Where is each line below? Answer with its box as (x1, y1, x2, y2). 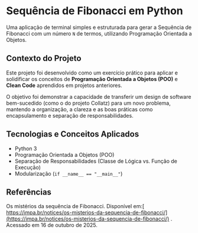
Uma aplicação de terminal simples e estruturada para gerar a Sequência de (6, 24, 192, 31)
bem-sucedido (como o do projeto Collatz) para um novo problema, (6, 99, 171, 106)
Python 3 (14, 145, 37, 152)
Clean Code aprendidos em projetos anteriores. (6, 82, 122, 89)
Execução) (14, 164, 41, 171)
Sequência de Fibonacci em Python (6, 4, 183, 18)
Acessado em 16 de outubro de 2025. (6, 222, 98, 229)
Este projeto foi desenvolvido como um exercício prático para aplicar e (6, 69, 178, 76)
